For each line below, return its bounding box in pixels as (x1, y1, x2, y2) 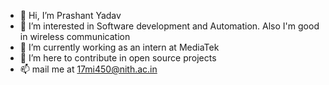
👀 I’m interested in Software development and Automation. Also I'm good (19, 20, 320, 32)
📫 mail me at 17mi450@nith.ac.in (19, 63, 158, 75)
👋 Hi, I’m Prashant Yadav (19, 10, 122, 21)
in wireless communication (19, 31, 131, 42)
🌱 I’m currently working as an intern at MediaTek (19, 41, 220, 53)
